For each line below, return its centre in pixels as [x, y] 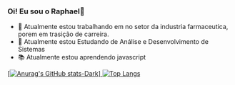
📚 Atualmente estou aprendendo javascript [82, 57]
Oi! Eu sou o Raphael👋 [46, 11]
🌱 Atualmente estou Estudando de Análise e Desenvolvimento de [113, 42]
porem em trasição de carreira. [63, 34]
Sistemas [31, 50]
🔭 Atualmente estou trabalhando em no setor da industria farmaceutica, [123, 27]
